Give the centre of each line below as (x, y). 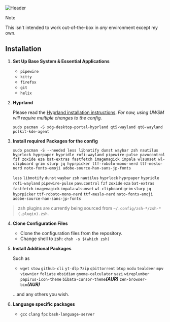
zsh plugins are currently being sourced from (65, 208)
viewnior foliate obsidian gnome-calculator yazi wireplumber (85, 274)
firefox (28, 82)
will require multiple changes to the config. (57, 118)
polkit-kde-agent (31, 131)
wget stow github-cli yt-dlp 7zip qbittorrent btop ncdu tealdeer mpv (92, 269)
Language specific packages (44, 304)
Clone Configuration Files (40, 223)
